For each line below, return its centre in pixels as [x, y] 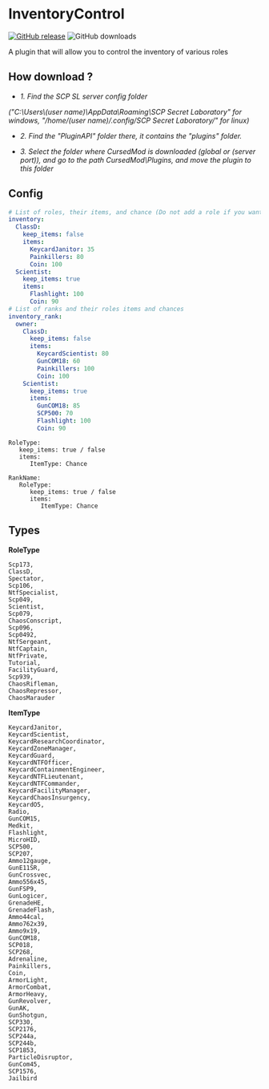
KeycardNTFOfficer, [41, 763]
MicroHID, [25, 840]
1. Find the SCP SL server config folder [84, 96]
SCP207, [21, 854]
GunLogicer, [28, 896]
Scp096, [21, 627]
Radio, [19, 812]
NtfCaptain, [28, 649]
